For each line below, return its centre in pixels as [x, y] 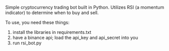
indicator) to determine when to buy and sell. [52, 13]
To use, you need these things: [37, 22]
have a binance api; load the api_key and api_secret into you [75, 38]
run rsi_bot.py [27, 43]
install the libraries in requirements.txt [52, 32]
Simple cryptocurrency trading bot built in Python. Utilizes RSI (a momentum [85, 7]
